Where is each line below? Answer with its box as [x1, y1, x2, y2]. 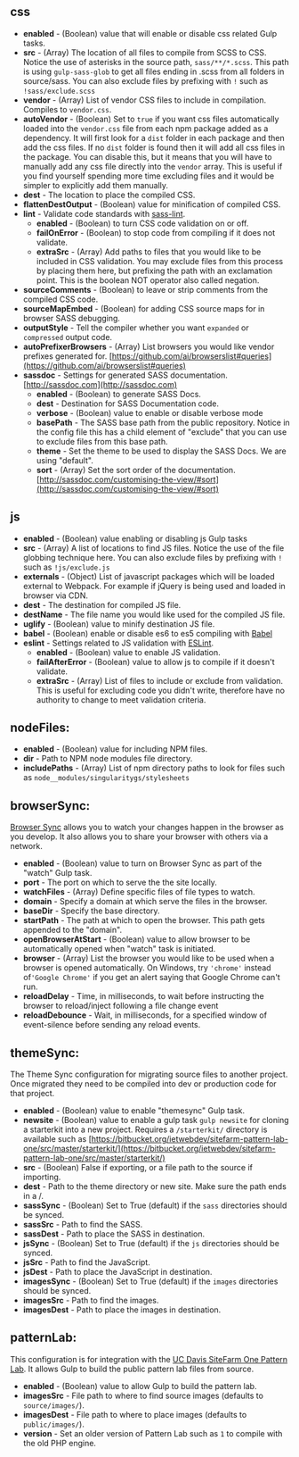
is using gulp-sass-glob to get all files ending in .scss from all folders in [22, 66, 285, 77]
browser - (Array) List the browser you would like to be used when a [22, 953, 275, 964]
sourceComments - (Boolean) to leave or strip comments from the [22, 284, 269, 295]
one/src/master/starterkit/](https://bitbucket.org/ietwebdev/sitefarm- [22, 1144, 276, 1154]
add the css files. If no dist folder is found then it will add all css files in [22, 142, 286, 153]
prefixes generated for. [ [22, 350, 113, 362]
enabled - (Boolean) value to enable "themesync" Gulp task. [22, 1105, 246, 1116]
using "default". [36, 454, 94, 465]
